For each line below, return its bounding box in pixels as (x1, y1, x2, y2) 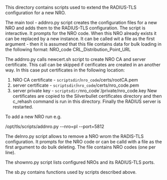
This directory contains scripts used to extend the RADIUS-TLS (5, 5, 137, 10)
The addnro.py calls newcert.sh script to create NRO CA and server (5, 56, 146, 62)
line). (5, 150, 16, 155)
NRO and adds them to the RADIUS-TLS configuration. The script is (5, 25, 146, 31)
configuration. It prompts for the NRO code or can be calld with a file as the (5, 139, 162, 145)
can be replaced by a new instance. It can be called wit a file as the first (5, 35, 155, 42)
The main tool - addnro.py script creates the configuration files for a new (5, 20, 157, 25)
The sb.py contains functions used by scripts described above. (5, 169, 137, 175)
